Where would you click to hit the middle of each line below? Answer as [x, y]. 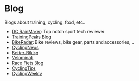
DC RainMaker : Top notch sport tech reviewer [58, 31]
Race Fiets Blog [28, 63]
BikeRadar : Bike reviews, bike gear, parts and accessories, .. [73, 42]
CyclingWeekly [27, 73]
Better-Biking [25, 53]
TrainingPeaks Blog [31, 37]
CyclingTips [24, 68]
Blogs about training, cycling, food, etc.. [45, 22]
